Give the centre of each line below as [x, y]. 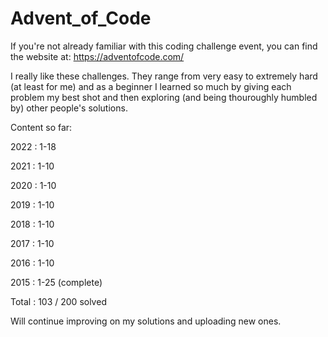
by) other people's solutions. [69, 108]
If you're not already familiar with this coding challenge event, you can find [164, 46]
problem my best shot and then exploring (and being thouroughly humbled [164, 97]
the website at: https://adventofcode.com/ [97, 56]
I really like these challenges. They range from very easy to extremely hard [164, 76]
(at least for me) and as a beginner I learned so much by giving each [151, 86]
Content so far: [41, 127]
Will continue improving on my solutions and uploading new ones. [146, 321]
